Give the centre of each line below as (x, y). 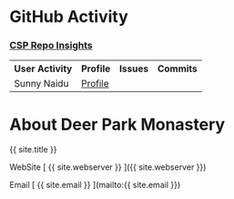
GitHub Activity (69, 17)
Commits (177, 68)
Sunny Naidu (41, 84)
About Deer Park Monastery (117, 124)
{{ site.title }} (33, 150)
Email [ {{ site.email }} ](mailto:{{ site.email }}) (95, 185)
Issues (134, 68)
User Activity (43, 68)
